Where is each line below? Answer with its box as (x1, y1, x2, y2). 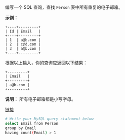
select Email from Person (5, 121, 58, 126)
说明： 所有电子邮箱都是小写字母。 (5, 96, 76, 102)
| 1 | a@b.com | (5, 37, 41, 42)
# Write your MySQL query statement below (5, 116, 94, 121)
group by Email (5, 125, 37, 131)
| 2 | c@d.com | (5, 42, 41, 47)
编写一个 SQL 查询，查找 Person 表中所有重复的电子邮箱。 (5, 4, 123, 10)
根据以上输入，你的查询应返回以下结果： (5, 60, 87, 66)
